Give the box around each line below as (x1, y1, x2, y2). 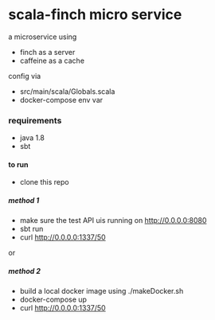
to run (8, 159, 29, 169)
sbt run (19, 224, 44, 234)
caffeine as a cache (19, 56, 85, 65)
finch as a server (19, 47, 76, 57)
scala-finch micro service (8, 6, 182, 24)
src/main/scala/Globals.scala (19, 86, 115, 96)
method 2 (8, 267, 41, 275)
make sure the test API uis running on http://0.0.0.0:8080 (19, 216, 207, 225)
